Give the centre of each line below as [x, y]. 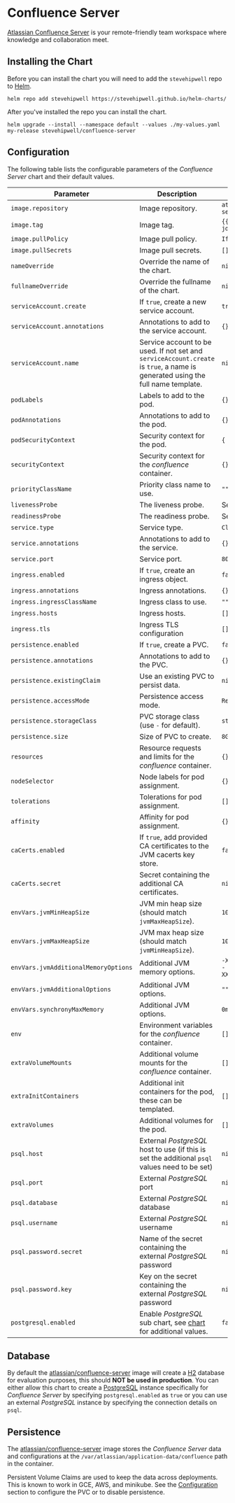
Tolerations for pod [171, 797]
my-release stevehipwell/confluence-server [72, 131]
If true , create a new [173, 302]
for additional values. [174, 1331]
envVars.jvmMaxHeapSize [50, 941]
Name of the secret [171, 1239]
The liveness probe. [172, 504]
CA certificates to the [175, 846]
